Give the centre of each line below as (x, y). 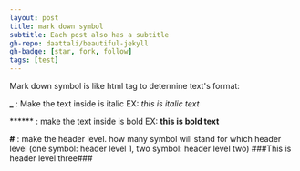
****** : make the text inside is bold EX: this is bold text (114, 121)
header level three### (51, 158)
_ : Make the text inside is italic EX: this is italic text (104, 104)
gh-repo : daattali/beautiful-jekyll (79, 43)
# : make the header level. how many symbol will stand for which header (145, 139)
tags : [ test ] (34, 60)
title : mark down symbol (57, 26)
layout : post (34, 18)
